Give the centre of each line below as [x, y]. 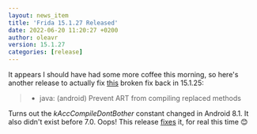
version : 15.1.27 [37, 45]
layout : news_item [38, 15]
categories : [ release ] [45, 52]
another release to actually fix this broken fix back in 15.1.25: [106, 83]
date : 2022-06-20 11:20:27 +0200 [63, 30]
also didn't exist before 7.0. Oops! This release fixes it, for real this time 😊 [128, 122]
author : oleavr [33, 37]
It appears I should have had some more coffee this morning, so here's [123, 74]
